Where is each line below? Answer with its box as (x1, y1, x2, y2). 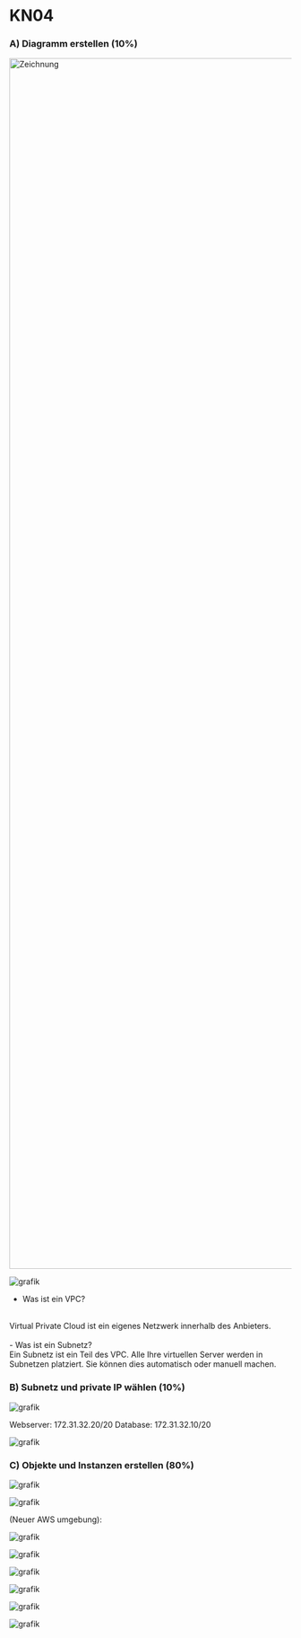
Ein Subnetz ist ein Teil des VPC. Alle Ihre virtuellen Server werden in (9, 1349, 263, 1361)
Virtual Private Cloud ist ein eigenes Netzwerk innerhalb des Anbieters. (9, 1321, 271, 1332)
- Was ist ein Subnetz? (9, 1340, 92, 1351)
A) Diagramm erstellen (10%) (9, 38, 138, 50)
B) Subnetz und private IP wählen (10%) (9, 1381, 185, 1394)
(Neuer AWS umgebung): (9, 1514, 103, 1525)
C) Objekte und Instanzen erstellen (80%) (9, 1458, 194, 1471)
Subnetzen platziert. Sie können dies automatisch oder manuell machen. (9, 1359, 277, 1369)
